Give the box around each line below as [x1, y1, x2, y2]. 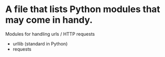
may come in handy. [5, 14, 93, 26]
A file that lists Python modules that [5, 4, 160, 15]
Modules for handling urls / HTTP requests [5, 31, 95, 37]
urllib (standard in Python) [12, 40, 68, 46]
